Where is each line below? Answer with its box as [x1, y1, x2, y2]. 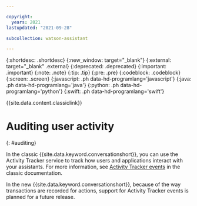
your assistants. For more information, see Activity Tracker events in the [6, 163, 181, 171]
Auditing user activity [6, 120, 115, 133]
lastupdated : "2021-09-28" [6, 25, 72, 31]
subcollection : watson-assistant [6, 35, 88, 41]
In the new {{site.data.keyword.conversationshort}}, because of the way [6, 181, 181, 188]
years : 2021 [11, 19, 41, 25]
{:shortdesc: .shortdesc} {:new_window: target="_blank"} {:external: [6, 57, 172, 64]
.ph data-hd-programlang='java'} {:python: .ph [6, 82, 119, 89]
